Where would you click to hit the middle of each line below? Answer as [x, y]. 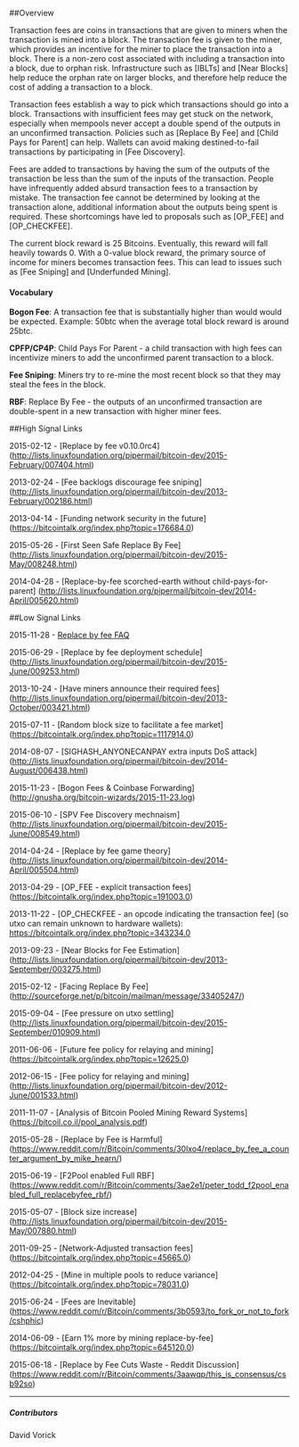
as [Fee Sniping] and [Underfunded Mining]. [90, 272]
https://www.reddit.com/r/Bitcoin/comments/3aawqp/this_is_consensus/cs [149, 1375]
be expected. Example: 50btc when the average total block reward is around [149, 321]
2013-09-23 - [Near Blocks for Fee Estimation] [95, 951]
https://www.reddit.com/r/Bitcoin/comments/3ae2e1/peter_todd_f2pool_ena [150, 1185]
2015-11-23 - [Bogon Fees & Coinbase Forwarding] [102, 788]
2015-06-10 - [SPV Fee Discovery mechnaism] [95, 815]
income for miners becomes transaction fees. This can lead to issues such [145, 262]
